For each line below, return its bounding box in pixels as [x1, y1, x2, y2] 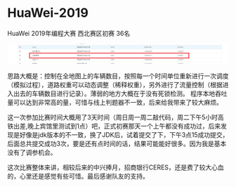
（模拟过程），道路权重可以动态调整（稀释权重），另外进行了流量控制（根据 [7, 81, 223, 89]
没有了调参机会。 [7, 148, 57, 157]
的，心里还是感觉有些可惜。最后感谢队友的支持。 [7, 172, 149, 181]
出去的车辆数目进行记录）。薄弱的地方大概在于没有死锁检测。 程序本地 [13, 89, 216, 98]
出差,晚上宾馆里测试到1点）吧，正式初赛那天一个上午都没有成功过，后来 [13, 122, 221, 131]
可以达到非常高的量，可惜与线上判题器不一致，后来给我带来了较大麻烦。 [13, 98, 223, 107]
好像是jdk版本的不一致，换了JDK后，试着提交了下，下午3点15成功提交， [19, 131, 229, 139]
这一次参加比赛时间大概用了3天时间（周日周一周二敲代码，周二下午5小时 [7, 113, 218, 122]
